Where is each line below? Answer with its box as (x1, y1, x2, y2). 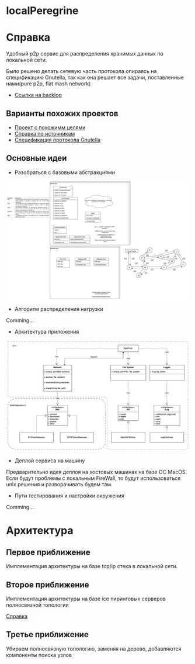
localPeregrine (6, 4, 79, 18)
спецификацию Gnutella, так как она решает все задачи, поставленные (6, 74, 184, 81)
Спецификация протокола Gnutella (14, 136, 101, 143)
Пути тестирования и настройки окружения (14, 492, 124, 499)
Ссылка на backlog (14, 92, 62, 99)
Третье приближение (6, 630, 89, 639)
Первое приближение (6, 547, 90, 557)
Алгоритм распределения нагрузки (14, 305, 103, 312)
